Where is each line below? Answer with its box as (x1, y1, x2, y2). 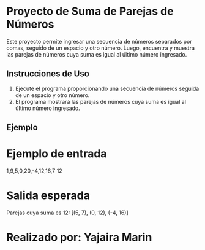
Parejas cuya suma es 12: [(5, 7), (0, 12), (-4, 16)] (6, 209, 129, 216)
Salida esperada (6, 189, 91, 203)
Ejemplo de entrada (6, 147, 107, 161)
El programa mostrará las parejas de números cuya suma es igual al (15, 98, 187, 105)
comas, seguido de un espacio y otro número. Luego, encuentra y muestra (6, 44, 195, 52)
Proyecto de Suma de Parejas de (6, 4, 174, 18)
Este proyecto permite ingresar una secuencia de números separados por (6, 37, 192, 45)
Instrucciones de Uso (6, 69, 90, 79)
